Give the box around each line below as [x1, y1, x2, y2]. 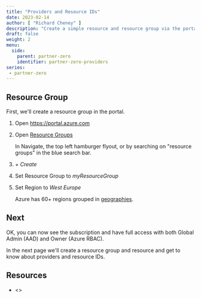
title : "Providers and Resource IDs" [6, 8, 100, 15]
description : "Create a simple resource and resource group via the [6, 25, 181, 32]
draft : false [6, 31, 39, 37]
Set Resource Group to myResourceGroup [14, 172, 118, 180]
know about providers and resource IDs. [6, 253, 105, 260]
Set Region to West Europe [14, 184, 81, 191]
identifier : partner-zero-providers [17, 59, 109, 65]
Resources [6, 270, 47, 281]
